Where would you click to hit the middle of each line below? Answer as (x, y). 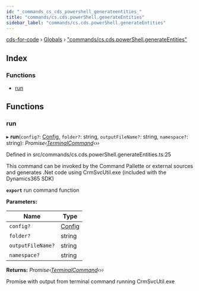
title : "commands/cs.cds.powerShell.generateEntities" (75, 17)
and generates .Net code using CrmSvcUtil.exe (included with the (86, 172)
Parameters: (22, 201)
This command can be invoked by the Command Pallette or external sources (100, 166)
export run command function (43, 190)
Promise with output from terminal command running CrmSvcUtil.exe (91, 281)
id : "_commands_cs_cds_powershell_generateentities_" (74, 12)
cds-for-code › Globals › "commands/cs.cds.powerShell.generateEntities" (97, 40)
